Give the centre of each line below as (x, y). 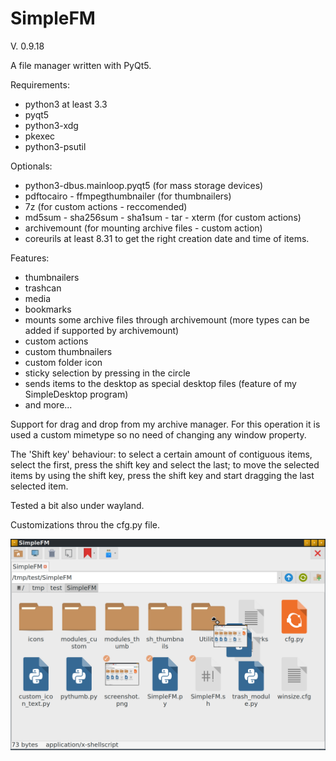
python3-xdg (51, 125)
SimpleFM (53, 18)
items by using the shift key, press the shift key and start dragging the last (162, 475)
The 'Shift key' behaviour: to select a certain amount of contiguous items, (161, 454)
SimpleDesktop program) (76, 394)
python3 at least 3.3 (66, 104)
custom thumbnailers (68, 351)
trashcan (43, 288)
